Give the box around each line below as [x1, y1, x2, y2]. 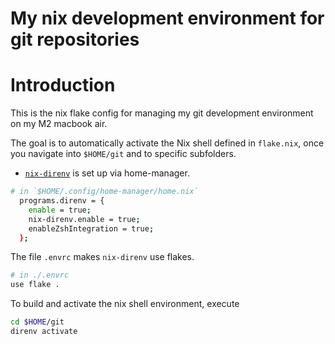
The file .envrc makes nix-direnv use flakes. [10, 251, 195, 263]
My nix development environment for [10, 7, 325, 30]
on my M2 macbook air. [10, 118, 108, 130]
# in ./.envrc [10, 270, 70, 281]
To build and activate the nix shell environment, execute [10, 298, 240, 310]
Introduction [10, 74, 116, 97]
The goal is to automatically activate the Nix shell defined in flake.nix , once [10, 137, 325, 149]
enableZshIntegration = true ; [28, 223, 155, 234]
